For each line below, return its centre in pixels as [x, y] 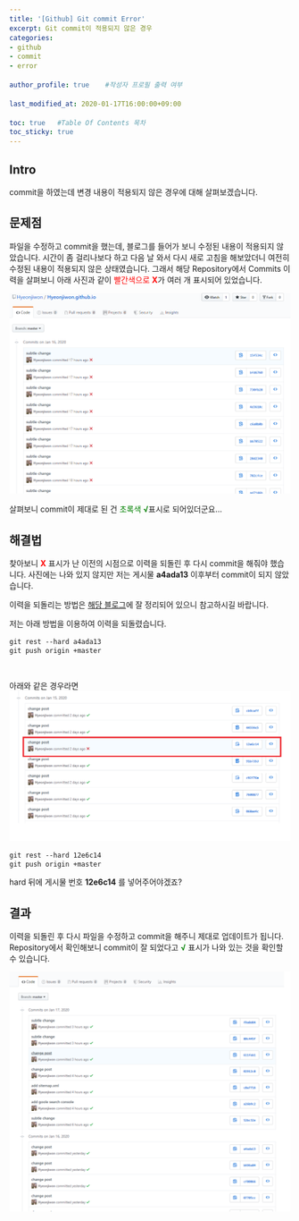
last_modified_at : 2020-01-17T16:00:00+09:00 [95, 104]
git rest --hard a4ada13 [55, 642]
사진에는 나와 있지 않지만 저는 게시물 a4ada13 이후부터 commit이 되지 [150, 575]
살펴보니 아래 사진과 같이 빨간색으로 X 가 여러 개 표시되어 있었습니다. [144, 280]
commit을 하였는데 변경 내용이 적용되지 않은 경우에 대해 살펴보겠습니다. [134, 191]
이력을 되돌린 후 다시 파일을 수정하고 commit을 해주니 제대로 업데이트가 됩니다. [146, 937]
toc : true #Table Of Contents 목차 [77, 123]
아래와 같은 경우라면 [44, 686]
